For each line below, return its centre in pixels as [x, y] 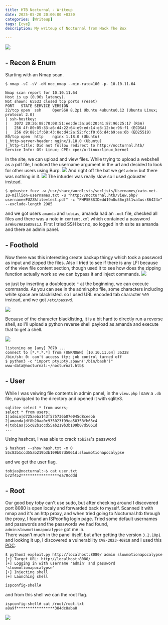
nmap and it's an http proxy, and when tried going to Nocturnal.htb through [83, 514]
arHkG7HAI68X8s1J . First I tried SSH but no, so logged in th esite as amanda [82, 224]
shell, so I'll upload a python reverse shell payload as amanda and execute [82, 324]
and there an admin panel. [32, 229]
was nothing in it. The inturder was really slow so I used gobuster [76, 176]
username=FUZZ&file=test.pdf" [37, 200]
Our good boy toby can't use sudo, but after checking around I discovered [82, 503]
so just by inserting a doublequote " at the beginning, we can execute [77, 284]
